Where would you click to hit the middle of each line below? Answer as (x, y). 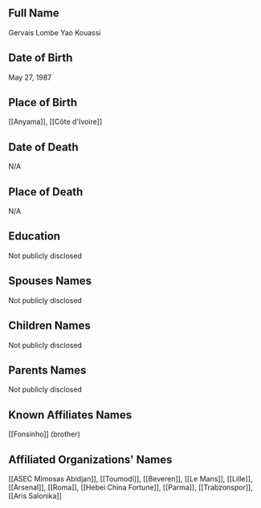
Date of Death (43, 147)
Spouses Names (50, 281)
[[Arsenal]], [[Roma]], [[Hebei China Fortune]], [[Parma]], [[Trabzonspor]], (130, 487)
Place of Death (46, 192)
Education (35, 236)
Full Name (34, 13)
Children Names (49, 326)
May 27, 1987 (30, 77)
